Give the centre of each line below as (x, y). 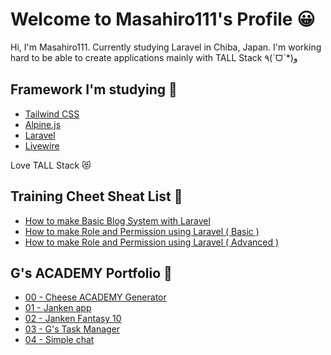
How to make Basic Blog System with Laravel (117, 220)
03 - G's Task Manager (72, 329)
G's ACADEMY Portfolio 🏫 (91, 273)
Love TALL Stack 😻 (51, 165)
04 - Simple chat (59, 340)
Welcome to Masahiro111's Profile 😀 (163, 19)
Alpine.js (43, 124)
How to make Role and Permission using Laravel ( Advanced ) (152, 242)
